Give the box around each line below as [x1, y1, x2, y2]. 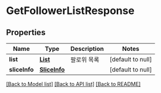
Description [70, 45, 104, 53]
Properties [6, 27, 46, 37]
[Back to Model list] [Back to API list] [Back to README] [6, 81, 141, 87]
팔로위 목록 [70, 56, 100, 64]
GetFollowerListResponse [6, 4, 135, 18]
